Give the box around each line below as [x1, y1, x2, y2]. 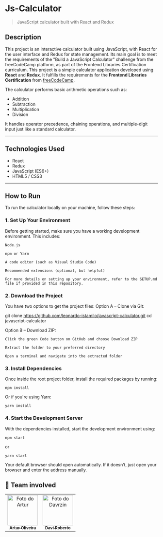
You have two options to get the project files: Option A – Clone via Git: [5, 303, 145, 309]
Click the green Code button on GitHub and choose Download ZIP [5, 336, 138, 341]
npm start [5, 435, 25, 440]
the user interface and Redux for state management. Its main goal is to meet [5, 51, 157, 57]
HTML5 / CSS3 [12, 173, 42, 179]
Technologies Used [5, 145, 65, 153]
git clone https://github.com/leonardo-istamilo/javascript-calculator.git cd [5, 313, 152, 318]
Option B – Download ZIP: [5, 327, 56, 333]
